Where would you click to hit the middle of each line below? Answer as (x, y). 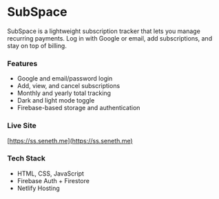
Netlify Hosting (38, 188)
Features (22, 63)
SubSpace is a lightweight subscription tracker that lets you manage (104, 31)
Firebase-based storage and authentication (79, 108)
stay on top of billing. (37, 45)
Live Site (22, 126)
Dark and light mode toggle (56, 101)
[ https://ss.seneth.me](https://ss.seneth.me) (70, 140)
